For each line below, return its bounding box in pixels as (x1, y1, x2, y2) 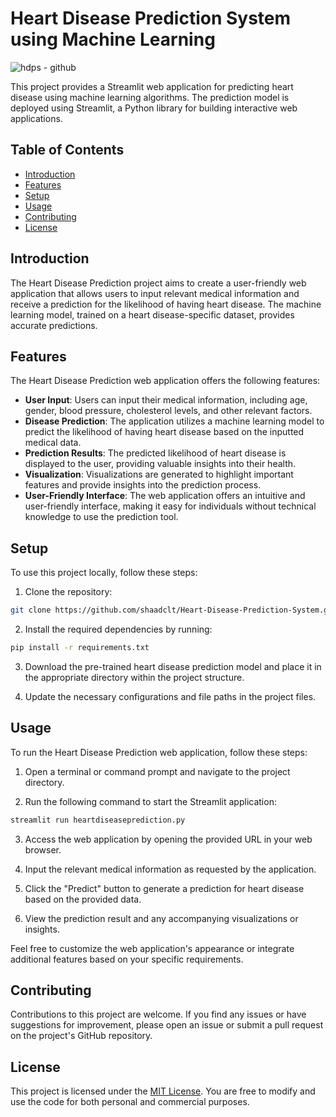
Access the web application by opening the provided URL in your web (24, 833, 313, 845)
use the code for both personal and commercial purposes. (10, 1096, 250, 1108)
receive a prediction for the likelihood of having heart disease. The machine (10, 298, 322, 310)
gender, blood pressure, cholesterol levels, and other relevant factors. (24, 405, 313, 417)
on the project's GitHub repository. (10, 1030, 153, 1042)
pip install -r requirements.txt (10, 643, 150, 653)
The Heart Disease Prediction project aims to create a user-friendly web (10, 277, 307, 289)
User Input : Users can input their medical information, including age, (24, 394, 308, 406)
